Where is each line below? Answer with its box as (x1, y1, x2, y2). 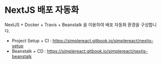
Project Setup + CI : (11, 37, 52, 43)
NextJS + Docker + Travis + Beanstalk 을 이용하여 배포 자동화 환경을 (4, 22, 140, 28)
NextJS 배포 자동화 (4, 4, 79, 16)
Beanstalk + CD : (11, 48, 46, 54)
